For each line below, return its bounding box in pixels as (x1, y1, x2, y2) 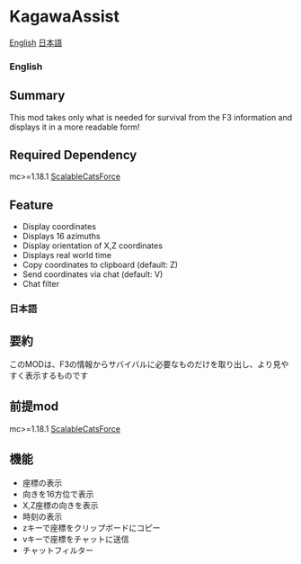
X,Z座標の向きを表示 (22, 499, 99, 510)
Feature (9, 197, 54, 212)
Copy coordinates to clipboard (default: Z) (22, 259, 178, 271)
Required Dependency (9, 148, 137, 163)
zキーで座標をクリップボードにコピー (22, 522, 161, 533)
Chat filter (22, 279, 60, 290)
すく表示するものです (9, 371, 88, 381)
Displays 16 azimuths (22, 231, 101, 242)
